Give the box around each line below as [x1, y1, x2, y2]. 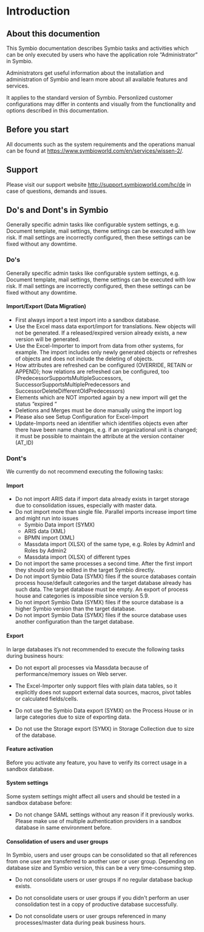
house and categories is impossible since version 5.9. [15, 592, 150, 599]
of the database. [15, 731, 56, 739]
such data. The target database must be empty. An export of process [15, 585, 188, 593]
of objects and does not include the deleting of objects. [15, 354, 154, 362]
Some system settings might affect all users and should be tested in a [6, 793, 180, 800]
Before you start [6, 125, 69, 135]
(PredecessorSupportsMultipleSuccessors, [15, 374, 123, 381]
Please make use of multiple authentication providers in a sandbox [15, 818, 182, 825]
